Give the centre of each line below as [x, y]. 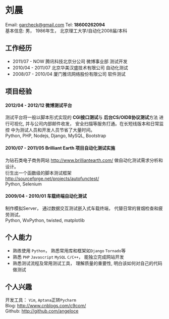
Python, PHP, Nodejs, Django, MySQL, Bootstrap [56, 136]
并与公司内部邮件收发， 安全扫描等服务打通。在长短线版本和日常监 [94, 124]
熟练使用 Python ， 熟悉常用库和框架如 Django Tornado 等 [69, 250]
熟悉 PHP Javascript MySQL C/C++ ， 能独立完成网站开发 [68, 257]
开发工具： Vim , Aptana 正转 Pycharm [41, 300]
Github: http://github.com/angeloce [42, 311]
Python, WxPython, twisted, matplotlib [45, 220]
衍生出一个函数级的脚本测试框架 [38, 173]
